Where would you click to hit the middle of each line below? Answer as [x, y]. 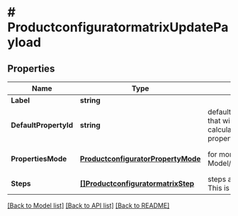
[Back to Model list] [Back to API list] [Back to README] [89, 205]
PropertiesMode [39, 159]
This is [219, 188]
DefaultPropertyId [42, 125]
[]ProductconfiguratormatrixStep [137, 183]
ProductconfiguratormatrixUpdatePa [118, 27]
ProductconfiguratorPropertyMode [141, 159]
